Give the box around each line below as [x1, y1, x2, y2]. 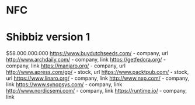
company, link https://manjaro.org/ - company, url [6, 62, 126, 69]
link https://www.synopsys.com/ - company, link [6, 81, 123, 88]
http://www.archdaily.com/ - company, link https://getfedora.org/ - [6, 56, 166, 63]
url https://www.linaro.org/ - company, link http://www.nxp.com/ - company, [6, 74, 190, 82]
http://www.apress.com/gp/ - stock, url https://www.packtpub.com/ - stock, [6, 69, 189, 76]
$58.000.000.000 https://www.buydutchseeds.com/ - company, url [6, 50, 168, 57]
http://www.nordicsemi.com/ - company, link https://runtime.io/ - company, [6, 87, 187, 94]
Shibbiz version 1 [6, 31, 90, 44]
